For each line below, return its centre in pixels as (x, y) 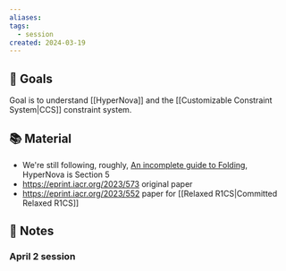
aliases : (25, 17)
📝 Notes (32, 231)
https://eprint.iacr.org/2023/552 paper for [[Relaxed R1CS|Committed (150, 193)
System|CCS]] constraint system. (71, 110)
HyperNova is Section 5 (66, 174)
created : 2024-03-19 (48, 42)
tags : (19, 26)
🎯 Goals (31, 78)
